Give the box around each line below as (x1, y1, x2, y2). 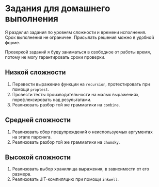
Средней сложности (5, 116, 71, 124)
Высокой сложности (5, 153, 71, 161)
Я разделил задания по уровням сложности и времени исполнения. (5, 29, 146, 35)
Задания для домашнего (5, 3, 111, 14)
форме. (5, 39, 20, 45)
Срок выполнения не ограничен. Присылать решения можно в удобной (5, 34, 154, 40)
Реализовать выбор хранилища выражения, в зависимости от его (12, 166, 149, 172)
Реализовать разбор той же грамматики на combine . (12, 102, 120, 107)
